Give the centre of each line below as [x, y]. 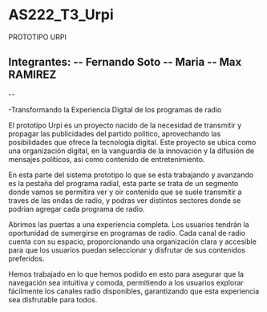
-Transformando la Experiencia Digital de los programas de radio [115, 109]
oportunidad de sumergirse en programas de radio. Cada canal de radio [127, 233]
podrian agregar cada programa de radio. [77, 209]
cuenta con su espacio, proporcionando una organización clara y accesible [132, 241]
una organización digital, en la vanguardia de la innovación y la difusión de [131, 151]
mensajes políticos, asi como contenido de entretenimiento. [107, 159]
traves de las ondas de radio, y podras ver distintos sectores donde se [125, 200]
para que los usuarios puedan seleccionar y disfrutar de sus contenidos [127, 249]
